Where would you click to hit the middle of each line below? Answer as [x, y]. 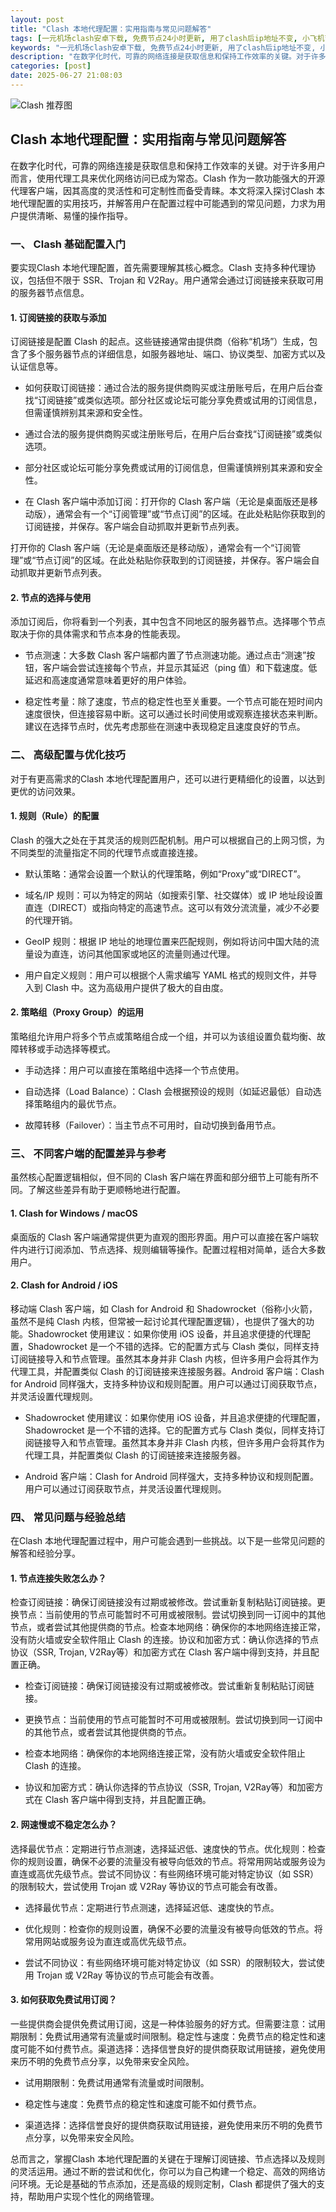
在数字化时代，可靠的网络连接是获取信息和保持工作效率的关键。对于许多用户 [168, 165]
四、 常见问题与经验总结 [68, 1517]
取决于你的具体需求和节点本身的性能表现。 [98, 634]
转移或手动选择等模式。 [67, 1049]
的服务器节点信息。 [50, 292]
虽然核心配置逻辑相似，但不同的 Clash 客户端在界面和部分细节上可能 [151, 1177]
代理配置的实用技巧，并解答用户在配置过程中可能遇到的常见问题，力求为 [167, 203]
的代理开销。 [51, 920]
